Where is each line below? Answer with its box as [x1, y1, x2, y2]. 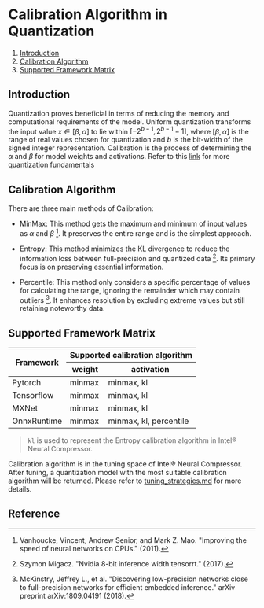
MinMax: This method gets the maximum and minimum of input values [19, 219, 247, 229]
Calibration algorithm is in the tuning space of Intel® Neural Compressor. [8, 459, 243, 469]
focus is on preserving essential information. [19, 262, 164, 271]
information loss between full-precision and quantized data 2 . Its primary [19, 252, 255, 263]
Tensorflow [12, 390, 54, 400]
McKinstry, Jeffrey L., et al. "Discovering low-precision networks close [19, 574, 249, 584]
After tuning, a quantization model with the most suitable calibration [8, 468, 228, 477]
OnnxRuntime [12, 415, 63, 426]
